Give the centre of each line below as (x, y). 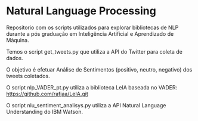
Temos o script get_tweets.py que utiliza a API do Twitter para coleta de (95, 51)
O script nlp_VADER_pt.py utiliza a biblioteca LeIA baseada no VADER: (92, 87)
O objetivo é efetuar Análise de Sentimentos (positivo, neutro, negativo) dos (99, 69)
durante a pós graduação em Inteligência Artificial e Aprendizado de (90, 33)
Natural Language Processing (81, 11)
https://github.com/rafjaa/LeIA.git (47, 94)
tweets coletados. (28, 76)
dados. (15, 58)
